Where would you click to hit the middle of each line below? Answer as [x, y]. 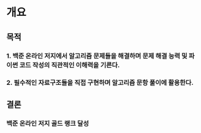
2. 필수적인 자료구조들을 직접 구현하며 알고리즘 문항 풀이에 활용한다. [100, 83]
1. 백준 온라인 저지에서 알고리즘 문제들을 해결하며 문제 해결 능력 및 [97, 56]
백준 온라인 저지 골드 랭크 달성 [48, 123]
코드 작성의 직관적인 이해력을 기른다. [70, 65]
